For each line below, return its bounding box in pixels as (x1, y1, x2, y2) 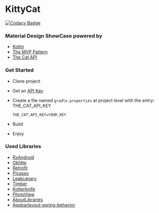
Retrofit (12, 165, 28, 171)
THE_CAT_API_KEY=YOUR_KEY (12, 112, 66, 117)
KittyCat (5, 3, 41, 15)
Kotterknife (12, 186, 35, 192)
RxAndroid (12, 154, 34, 160)
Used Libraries (5, 143, 41, 150)
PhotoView (12, 191, 35, 197)
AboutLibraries (12, 197, 43, 203)
